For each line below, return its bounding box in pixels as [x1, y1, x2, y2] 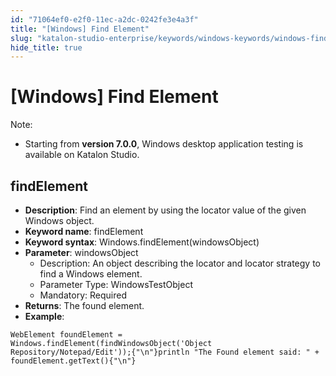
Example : [24, 311, 65, 322]
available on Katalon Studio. [24, 149, 140, 161]
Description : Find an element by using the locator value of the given [24, 204, 307, 216]
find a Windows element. [39, 268, 143, 280]
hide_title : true [10, 42, 83, 53]
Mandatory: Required [39, 289, 127, 301]
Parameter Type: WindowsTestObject [39, 279, 193, 290]
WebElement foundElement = [10, 330, 123, 340]
